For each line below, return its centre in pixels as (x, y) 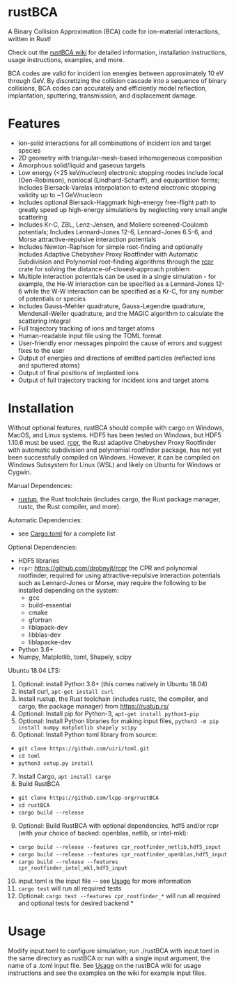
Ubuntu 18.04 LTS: (34, 670)
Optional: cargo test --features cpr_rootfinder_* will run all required (119, 895)
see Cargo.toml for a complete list (67, 533)
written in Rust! (30, 38)
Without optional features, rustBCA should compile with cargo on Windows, (116, 427)
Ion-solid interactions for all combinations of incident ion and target (115, 143)
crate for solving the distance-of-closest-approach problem (104, 268)
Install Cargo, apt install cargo (64, 776)
